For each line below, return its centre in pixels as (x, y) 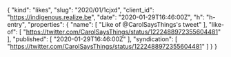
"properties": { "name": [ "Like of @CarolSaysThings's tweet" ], (117, 24)
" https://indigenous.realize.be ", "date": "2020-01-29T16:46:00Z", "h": (106, 17)
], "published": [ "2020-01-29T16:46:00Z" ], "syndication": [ (92, 39)
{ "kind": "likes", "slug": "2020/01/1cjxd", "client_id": (81, 10)
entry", (17, 24)
